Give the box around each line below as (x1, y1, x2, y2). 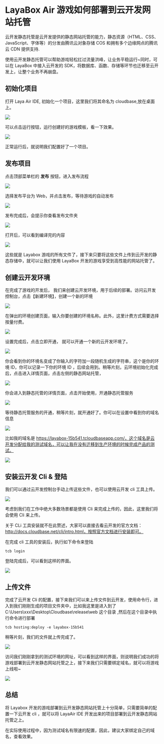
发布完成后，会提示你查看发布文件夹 (5, 212, 78, 218)
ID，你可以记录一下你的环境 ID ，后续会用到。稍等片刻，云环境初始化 (10, 364, 150, 370)
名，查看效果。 (5, 733, 35, 739)
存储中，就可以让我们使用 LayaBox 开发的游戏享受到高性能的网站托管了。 (9, 257, 157, 263)
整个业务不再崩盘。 (21, 69, 61, 74)
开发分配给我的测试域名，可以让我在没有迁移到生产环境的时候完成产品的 (5, 442, 150, 447)
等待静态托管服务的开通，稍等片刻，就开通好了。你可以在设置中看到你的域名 (5, 410, 159, 416)
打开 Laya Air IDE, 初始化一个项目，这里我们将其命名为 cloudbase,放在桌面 (5, 98, 155, 104)
